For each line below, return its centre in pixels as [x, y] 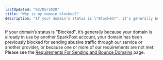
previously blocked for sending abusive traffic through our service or [74, 42]
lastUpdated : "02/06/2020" [32, 9]
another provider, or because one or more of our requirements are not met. [80, 47]
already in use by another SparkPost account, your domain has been [73, 37]
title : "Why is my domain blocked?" [42, 14]
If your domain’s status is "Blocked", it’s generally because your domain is [79, 32]
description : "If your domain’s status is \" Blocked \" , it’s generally [79, 18]
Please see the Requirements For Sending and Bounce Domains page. [75, 52]
